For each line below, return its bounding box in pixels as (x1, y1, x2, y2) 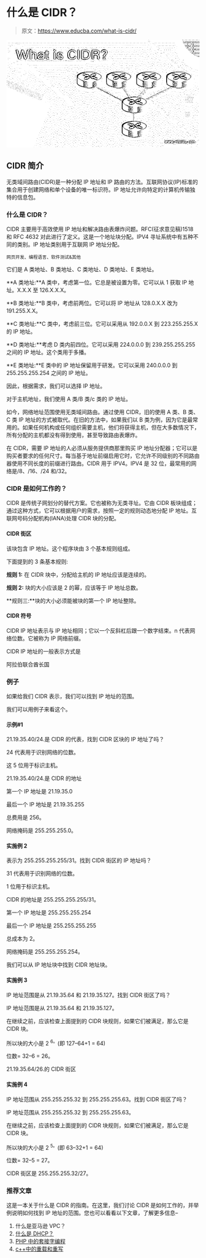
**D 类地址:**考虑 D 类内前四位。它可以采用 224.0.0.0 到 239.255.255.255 (6, 341, 196, 349)
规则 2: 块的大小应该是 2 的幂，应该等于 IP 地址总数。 (6, 584, 142, 591)
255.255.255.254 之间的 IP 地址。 (6, 369, 91, 377)
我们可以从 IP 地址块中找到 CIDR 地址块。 (6, 961, 111, 968)
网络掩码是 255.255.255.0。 (6, 827, 77, 835)
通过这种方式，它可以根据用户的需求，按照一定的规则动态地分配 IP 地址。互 (6, 507, 197, 514)
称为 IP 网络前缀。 (38, 635, 85, 642)
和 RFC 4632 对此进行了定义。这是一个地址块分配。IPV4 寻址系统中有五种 (6, 233, 194, 241)
